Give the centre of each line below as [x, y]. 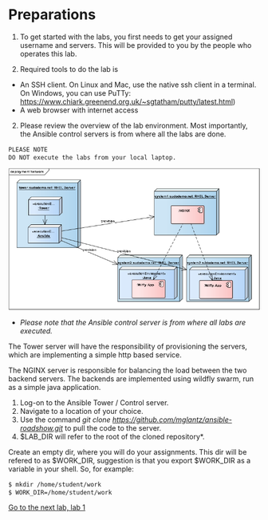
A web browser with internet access [79, 110]
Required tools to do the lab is [69, 69]
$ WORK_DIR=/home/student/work [60, 492]
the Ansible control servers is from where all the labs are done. [123, 134]
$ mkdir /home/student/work [55, 484]
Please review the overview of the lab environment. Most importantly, [134, 125]
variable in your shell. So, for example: [71, 469]
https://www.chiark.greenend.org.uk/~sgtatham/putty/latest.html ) [128, 101]
